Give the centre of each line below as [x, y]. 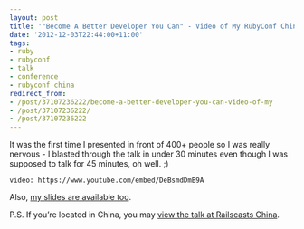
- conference [34, 77]
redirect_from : [38, 93]
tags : [19, 43]
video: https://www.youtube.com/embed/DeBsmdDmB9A [107, 181]
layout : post [34, 18]
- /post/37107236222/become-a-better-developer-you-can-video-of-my [141, 102]
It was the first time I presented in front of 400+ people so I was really [140, 145]
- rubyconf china [42, 85]
